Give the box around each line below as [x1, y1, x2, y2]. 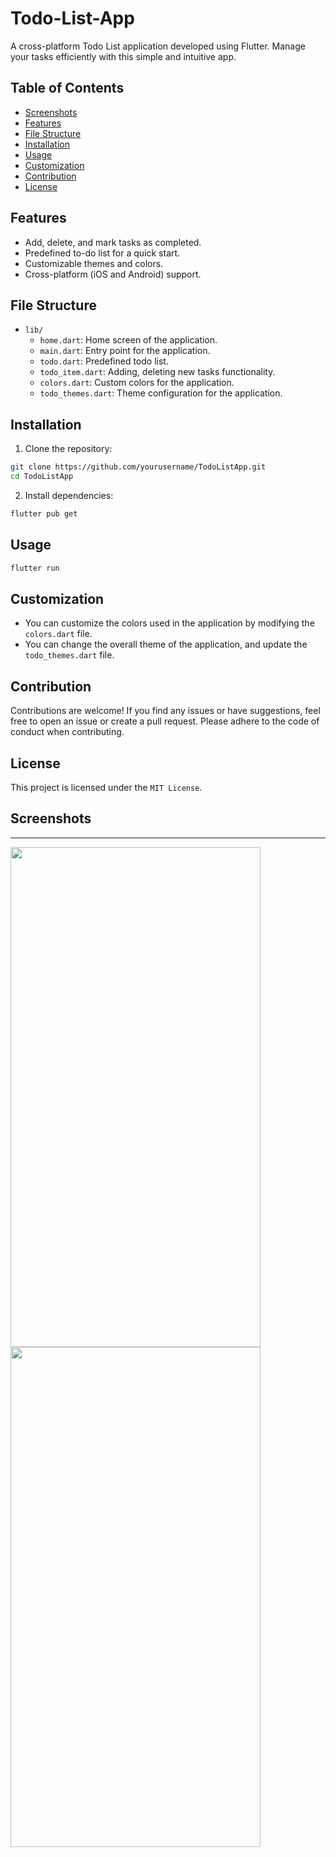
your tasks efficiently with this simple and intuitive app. [10, 50, 237, 62]
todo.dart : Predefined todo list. [39, 355, 169, 367]
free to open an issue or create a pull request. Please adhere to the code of [10, 715, 320, 727]
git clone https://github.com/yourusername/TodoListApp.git [10, 462, 267, 472]
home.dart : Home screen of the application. [39, 334, 218, 346]
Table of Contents [10, 80, 125, 97]
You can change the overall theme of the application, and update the [24, 638, 308, 651]
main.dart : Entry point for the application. [39, 345, 211, 357]
